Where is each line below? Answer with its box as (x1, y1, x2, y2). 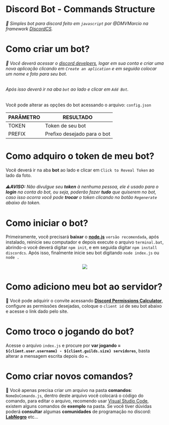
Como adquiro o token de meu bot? (6, 150, 154, 161)
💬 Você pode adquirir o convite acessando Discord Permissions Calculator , (6, 298, 163, 304)
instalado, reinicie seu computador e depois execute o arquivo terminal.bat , (6, 239, 164, 245)
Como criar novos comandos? (6, 371, 133, 382)
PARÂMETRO (8, 114, 41, 121)
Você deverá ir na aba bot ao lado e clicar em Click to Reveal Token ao (6, 167, 154, 173)
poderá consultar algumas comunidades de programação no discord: (6, 408, 151, 414)
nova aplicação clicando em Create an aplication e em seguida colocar (6, 65, 157, 71)
